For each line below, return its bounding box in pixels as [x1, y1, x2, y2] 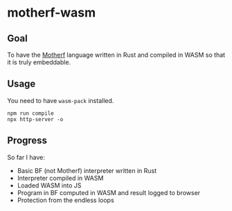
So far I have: [7, 153, 45, 161]
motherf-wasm [7, 5, 96, 21]
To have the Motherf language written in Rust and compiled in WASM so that [7, 51, 226, 59]
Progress [7, 135, 47, 147]
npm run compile [7, 109, 54, 117]
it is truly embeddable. [7, 58, 71, 66]
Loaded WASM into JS [17, 181, 82, 190]
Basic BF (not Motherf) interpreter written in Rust [17, 166, 157, 174]
